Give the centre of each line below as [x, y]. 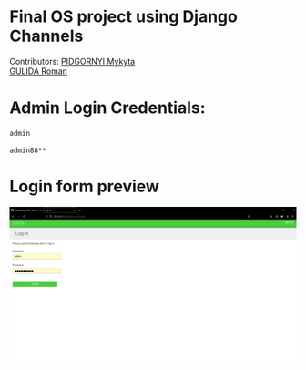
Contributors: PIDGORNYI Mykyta [72, 61]
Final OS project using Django [124, 17]
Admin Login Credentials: [108, 108]
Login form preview [84, 186]
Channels [46, 36]
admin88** [28, 150]
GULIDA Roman [39, 71]
